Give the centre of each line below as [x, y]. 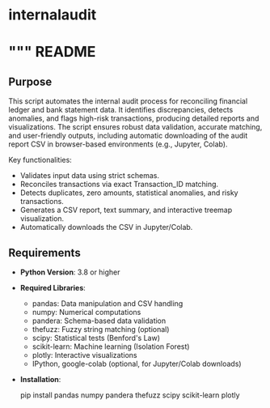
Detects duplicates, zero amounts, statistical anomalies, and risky [129, 193]
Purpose [30, 81]
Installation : [40, 379]
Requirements [44, 253]
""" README [52, 52]
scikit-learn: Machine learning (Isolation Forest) [111, 346]
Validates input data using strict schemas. [90, 176]
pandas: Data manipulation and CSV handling [108, 304]
